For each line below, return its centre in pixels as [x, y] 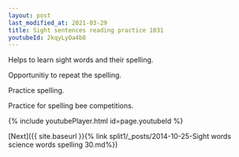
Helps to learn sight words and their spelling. [81, 60]
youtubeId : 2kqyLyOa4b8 [47, 37]
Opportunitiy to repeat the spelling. [65, 75]
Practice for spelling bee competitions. [71, 106]
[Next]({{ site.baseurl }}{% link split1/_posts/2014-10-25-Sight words [119, 136]
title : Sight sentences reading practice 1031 [86, 30]
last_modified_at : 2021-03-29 [58, 23]
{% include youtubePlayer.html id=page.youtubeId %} [96, 121]
